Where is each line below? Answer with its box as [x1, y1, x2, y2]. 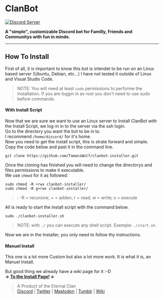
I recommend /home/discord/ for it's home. [5, 133, 91, 139]
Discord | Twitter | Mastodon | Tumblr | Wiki [17, 288, 105, 294]
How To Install [5, 52, 49, 61]
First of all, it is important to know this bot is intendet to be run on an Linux [5, 66, 155, 71]
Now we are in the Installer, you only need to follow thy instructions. [5, 231, 142, 237]
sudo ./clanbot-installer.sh [5, 213, 64, 218]
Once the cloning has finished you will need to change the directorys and [5, 162, 152, 168]
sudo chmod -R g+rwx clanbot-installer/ [5, 186, 89, 191]
